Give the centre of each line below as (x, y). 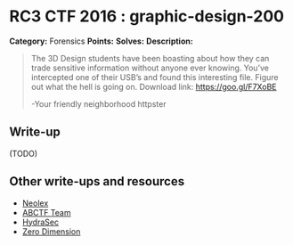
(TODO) (24, 153)
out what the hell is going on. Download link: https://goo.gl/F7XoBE (154, 86)
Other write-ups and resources (97, 181)
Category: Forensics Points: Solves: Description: (101, 41)
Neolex (35, 203)
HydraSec (41, 222)
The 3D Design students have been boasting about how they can (150, 58)
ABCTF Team (46, 212)
